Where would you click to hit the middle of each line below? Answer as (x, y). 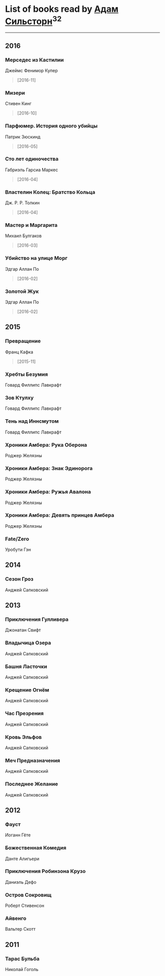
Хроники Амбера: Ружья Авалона (48, 492)
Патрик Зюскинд (23, 137)
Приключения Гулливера (37, 619)
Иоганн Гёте (18, 835)
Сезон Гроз (19, 579)
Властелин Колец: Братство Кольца (50, 192)
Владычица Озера (28, 643)
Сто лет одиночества (32, 159)
